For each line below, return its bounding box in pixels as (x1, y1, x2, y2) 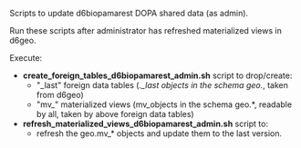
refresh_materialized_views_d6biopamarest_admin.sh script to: (22, 118, 269, 129)
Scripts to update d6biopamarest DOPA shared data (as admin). (9, 8, 249, 18)
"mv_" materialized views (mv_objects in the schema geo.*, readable (36, 99, 293, 110)
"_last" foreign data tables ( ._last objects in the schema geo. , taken (36, 80, 289, 90)
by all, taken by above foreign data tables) (36, 109, 194, 119)
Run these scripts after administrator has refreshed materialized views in (9, 25, 283, 35)
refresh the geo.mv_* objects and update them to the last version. (36, 128, 283, 139)
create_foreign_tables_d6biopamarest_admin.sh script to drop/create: (22, 70, 293, 81)
